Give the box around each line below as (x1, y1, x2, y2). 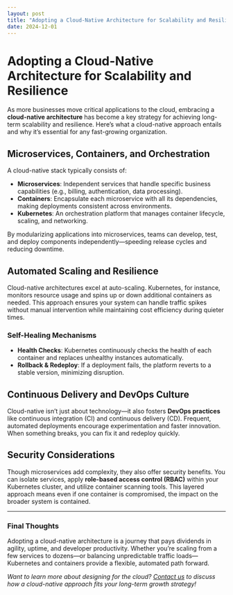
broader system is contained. (7, 497, 91, 505)
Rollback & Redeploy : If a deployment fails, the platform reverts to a (17, 361, 212, 369)
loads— (176, 552, 199, 560)
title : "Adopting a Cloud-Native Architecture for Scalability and (7, 17, 207, 24)
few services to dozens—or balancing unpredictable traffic (7, 552, 175, 560)
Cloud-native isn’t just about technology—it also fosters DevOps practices (7, 407, 221, 416)
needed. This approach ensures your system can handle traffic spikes (7, 298, 207, 307)
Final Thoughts (7, 521, 59, 530)
